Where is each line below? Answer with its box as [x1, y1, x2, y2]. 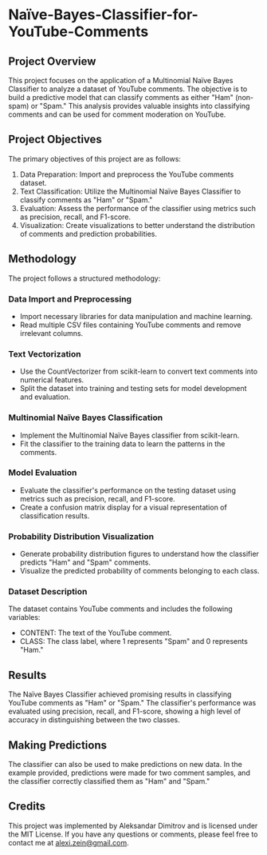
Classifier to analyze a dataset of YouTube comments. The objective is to [8, 84, 248, 94]
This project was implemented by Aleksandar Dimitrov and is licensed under [8, 821, 258, 830]
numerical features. [19, 375, 84, 385]
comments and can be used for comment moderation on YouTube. [8, 110, 226, 119]
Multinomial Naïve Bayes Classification [8, 412, 163, 423]
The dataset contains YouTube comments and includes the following [8, 604, 233, 613]
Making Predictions [8, 738, 108, 752]
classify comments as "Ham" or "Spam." [19, 194, 153, 205]
